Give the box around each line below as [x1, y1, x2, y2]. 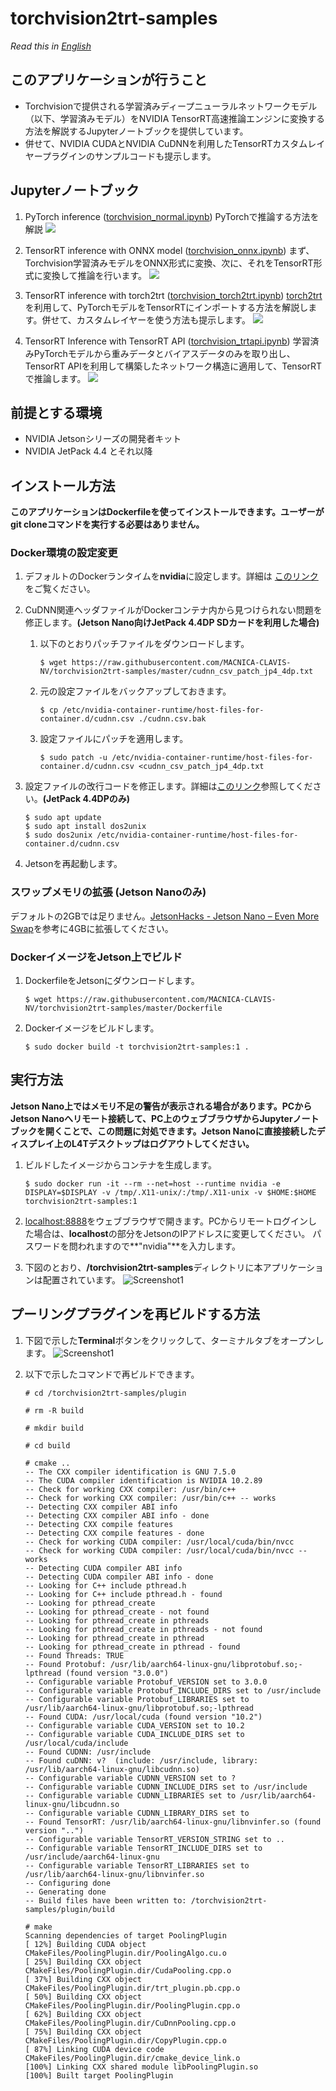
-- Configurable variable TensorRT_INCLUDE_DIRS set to [24, 1843, 263, 1853]
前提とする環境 [10, 404, 103, 421]
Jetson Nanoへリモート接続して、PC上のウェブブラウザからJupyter [10, 1112, 293, 1124]
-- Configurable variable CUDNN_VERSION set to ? [24, 1773, 237, 1783]
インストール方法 [10, 477, 116, 494]
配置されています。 [42, 1273, 121, 1286]
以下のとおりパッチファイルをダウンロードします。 [39, 638, 250, 650]
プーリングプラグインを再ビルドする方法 [10, 1306, 260, 1323]
